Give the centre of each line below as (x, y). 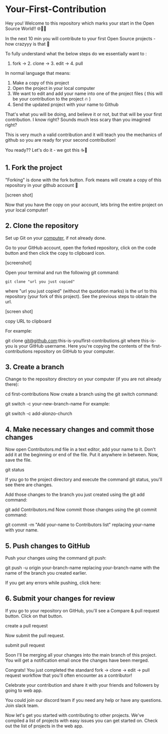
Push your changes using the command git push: (56, 558)
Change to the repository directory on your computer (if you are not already (83, 379)
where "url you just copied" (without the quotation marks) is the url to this (81, 291)
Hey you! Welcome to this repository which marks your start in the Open (80, 23)
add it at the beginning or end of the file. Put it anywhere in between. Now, (82, 455)
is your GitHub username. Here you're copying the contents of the (82, 346)
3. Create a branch (35, 367)
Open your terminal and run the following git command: (62, 272)
